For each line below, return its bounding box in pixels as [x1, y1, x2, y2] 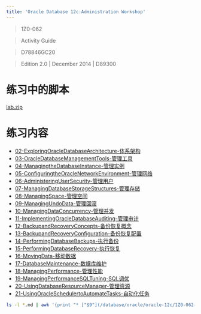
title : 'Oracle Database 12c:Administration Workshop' [6, 8, 146, 15]
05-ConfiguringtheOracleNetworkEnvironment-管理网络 [14, 169, 153, 177]
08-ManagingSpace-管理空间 [14, 192, 88, 199]
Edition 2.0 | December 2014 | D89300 [20, 60, 117, 67]
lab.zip [6, 103, 23, 110]
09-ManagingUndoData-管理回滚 [14, 199, 97, 207]
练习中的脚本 [6, 83, 70, 97]
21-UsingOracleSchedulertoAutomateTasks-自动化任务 [14, 289, 150, 297]
